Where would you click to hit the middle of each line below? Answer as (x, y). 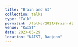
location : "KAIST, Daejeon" (34, 37)
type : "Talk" (18, 19)
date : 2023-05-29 (23, 32)
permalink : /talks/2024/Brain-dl (39, 23)
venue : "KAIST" (21, 28)
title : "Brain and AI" (28, 10)
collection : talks (24, 14)
